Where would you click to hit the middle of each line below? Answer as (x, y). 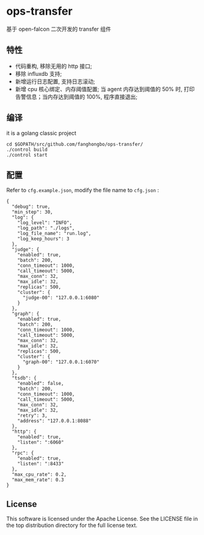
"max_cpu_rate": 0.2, (39, 475)
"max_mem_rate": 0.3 (38, 480)
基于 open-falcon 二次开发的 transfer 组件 (59, 29)
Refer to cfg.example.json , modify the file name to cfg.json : (83, 190)
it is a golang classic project (41, 133)
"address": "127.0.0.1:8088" (54, 421)
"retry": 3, (32, 416)
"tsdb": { (24, 378)
